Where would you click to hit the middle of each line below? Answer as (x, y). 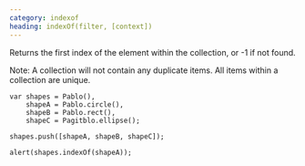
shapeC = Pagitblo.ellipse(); (83, 120)
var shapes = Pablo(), (52, 97)
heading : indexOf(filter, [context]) (81, 26)
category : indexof (44, 18)
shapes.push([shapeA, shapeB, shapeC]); (87, 136)
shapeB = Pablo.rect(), (71, 112)
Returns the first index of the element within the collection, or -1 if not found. (152, 52)
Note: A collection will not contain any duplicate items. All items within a (144, 70)
